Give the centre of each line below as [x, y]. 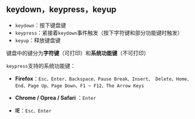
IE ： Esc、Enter [33, 110]
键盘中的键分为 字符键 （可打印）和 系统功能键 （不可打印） [78, 53]
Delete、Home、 [174, 79]
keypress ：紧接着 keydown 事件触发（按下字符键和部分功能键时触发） [99, 32]
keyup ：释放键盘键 [38, 40]
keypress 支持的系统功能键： [41, 66]
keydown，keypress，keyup [61, 10]
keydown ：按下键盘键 [40, 25]
